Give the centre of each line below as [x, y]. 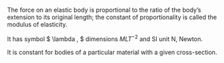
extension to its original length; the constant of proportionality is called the [112, 17]
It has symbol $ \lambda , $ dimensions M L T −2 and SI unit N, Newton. [105, 38]
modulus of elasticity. [37, 24]
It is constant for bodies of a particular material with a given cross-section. [112, 52]
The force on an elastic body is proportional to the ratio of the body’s [104, 10]
